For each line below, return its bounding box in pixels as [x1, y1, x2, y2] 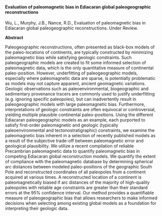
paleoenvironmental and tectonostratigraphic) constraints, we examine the [5, 127, 155, 133]
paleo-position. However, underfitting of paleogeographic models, [5, 70, 138, 76]
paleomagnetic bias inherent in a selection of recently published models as [5, 133, 156, 139]
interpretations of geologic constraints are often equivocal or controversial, [5, 107, 156, 113]
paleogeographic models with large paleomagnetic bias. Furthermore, [5, 101, 145, 107]
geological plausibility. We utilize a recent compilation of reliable [5, 143, 134, 149]
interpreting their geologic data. [5, 206, 69, 212]
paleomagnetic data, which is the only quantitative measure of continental [5, 65, 154, 71]
